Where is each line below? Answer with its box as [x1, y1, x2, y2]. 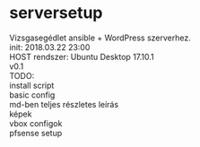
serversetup [9, 3, 103, 23]
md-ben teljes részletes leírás [9, 99, 119, 109]
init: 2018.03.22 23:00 [9, 41, 91, 52]
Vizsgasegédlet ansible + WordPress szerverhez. [9, 32, 191, 43]
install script [9, 80, 55, 91]
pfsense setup [9, 127, 63, 138]
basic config [9, 89, 56, 100]
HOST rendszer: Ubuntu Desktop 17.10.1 [9, 51, 154, 62]
